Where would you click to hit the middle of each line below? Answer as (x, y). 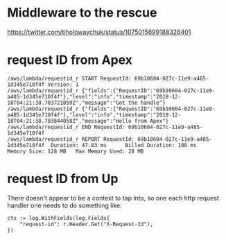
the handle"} (147, 103)
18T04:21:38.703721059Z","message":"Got (67, 103)
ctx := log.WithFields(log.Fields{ (59, 218)
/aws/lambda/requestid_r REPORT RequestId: (71, 139)
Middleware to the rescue (82, 13)
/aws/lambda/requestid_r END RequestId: (67, 127)
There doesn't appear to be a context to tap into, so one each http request (113, 198)
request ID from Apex (70, 60)
